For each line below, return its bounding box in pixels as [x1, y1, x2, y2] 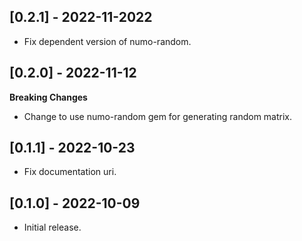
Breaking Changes [9, 91, 88, 103]
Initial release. [23, 221, 82, 234]
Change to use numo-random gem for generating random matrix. [23, 110, 293, 122]
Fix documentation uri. [23, 166, 117, 178]
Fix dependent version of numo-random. [23, 35, 192, 47]
